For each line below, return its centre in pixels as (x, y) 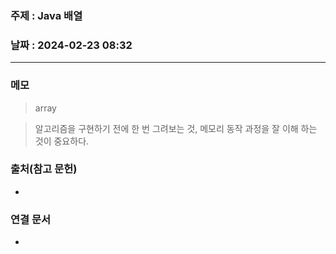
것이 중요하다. (62, 141)
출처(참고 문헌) (44, 169)
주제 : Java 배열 (46, 15)
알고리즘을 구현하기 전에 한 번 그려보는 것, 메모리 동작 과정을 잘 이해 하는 (176, 128)
